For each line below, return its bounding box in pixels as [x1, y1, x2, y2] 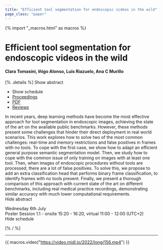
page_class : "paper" [5, 12, 47, 17]
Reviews [12, 104, 29, 110]
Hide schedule [5, 216, 34, 221]
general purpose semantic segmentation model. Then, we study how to [5, 150, 148, 155]
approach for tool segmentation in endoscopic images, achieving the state [5, 118, 154, 124]
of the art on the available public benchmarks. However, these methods [5, 124, 148, 130]
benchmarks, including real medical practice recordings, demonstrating [5, 185, 148, 192]
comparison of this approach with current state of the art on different [5, 181, 143, 186]
